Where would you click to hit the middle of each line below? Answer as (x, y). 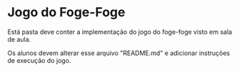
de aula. (19, 39)
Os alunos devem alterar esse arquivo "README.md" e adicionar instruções (119, 53)
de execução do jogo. (39, 60)
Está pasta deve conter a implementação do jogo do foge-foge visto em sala (120, 32)
